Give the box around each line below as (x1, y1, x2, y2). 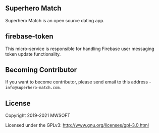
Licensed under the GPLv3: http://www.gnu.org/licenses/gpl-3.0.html (5, 122, 149, 128)
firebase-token (5, 32, 54, 41)
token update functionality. (5, 51, 61, 57)
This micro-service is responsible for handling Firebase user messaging (5, 46, 155, 52)
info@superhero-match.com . (5, 84, 61, 91)
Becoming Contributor (5, 66, 77, 74)
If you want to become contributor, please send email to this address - (5, 79, 151, 85)
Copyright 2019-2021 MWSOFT (5, 112, 71, 118)
